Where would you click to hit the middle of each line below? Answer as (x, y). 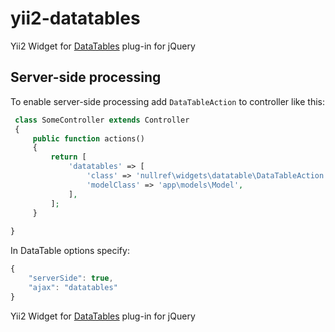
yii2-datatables (75, 18)
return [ (68, 157)
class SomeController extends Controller (102, 120)
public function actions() (88, 138)
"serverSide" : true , (71, 278)
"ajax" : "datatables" (73, 287)
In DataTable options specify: (70, 251)
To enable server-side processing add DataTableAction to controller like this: (167, 101)
